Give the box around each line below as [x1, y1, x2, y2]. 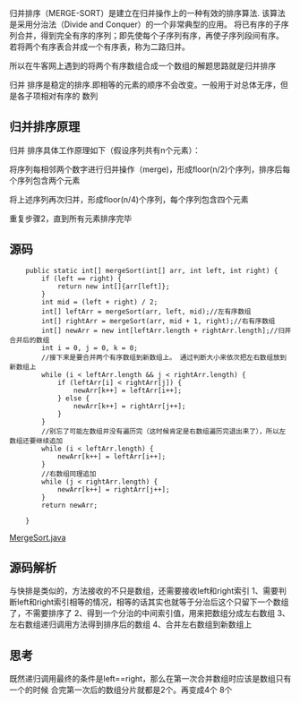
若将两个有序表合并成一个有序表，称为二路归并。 [9, 41, 190, 52]
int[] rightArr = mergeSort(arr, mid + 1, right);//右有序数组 [41, 316, 276, 325]
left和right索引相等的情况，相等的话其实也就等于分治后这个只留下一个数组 [16, 596, 289, 607]
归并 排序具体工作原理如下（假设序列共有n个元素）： [9, 144, 201, 155]
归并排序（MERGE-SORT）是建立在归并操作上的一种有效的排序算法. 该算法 [9, 8, 287, 18]
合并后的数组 [9, 335, 50, 345]
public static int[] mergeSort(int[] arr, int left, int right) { [25, 266, 279, 275]
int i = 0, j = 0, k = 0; [41, 343, 139, 352]
